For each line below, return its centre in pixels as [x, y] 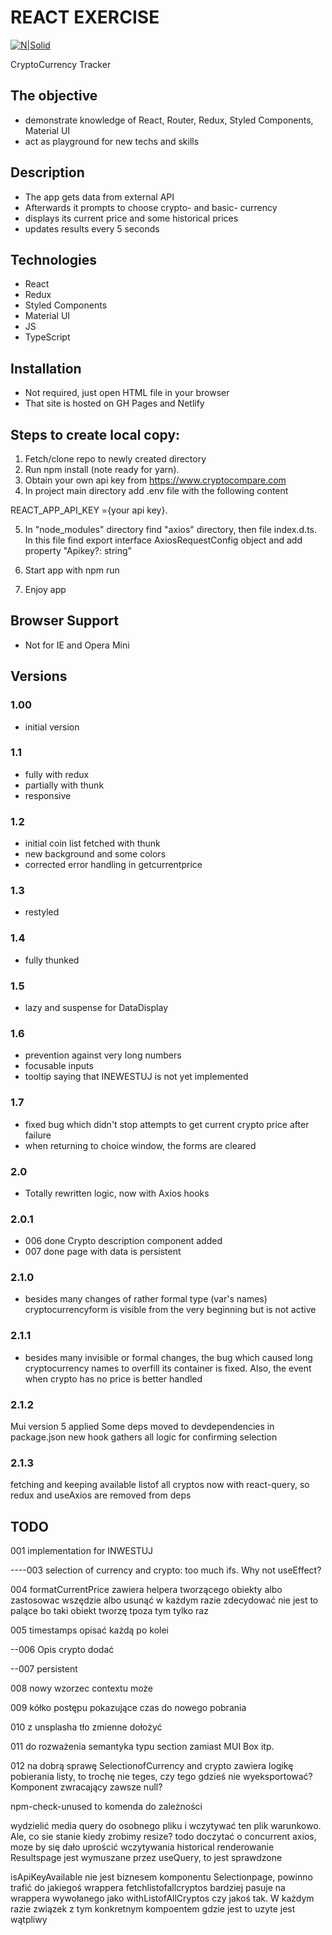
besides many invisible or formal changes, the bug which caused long [168, 1357]
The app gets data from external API [99, 197]
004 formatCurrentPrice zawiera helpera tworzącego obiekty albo [146, 1590]
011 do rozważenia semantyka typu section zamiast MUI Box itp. [142, 1747]
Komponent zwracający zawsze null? [86, 1787]
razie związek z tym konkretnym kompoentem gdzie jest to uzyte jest [153, 1909]
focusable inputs [59, 1066]
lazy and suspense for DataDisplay [96, 1007]
